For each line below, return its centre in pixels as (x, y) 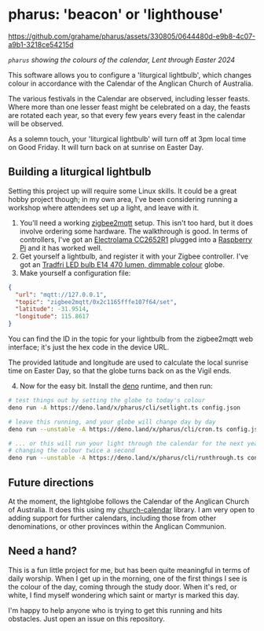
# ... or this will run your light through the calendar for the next (126, 443)
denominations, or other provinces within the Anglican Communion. (117, 526)
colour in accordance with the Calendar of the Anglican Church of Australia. (131, 83)
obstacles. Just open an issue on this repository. (86, 618)
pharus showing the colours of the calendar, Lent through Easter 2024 (122, 60)
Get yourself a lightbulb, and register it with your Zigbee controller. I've (134, 256)
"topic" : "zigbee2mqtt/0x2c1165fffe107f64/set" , (96, 302)
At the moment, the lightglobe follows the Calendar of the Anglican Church (129, 501)
